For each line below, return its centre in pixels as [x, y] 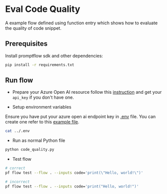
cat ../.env [17, 131]
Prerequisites [26, 44]
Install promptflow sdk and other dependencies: [54, 56]
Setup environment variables [42, 107]
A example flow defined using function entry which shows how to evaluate [82, 23]
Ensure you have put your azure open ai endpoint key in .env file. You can [81, 117]
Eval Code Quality [43, 9]
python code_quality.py [30, 150]
